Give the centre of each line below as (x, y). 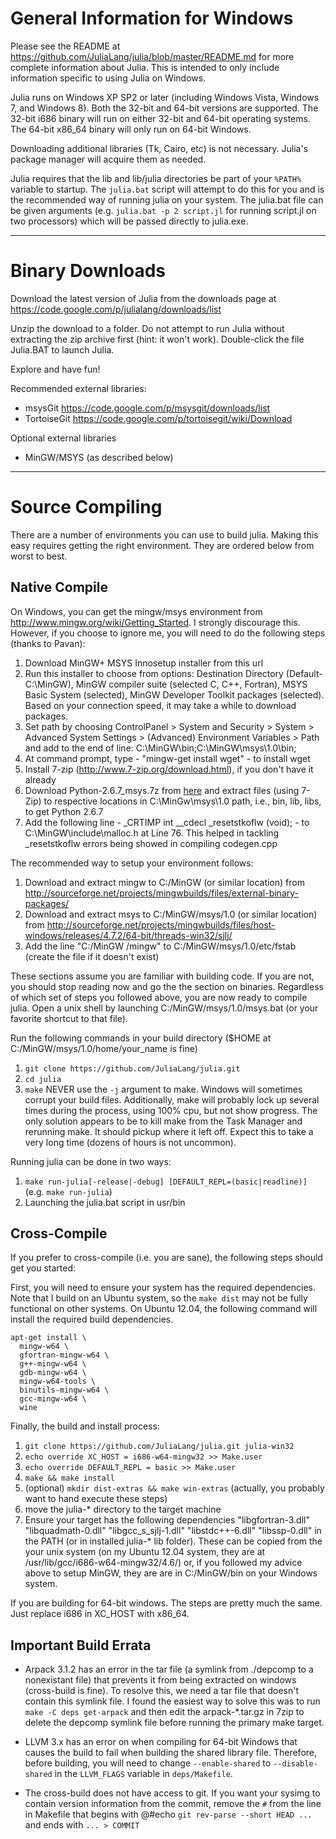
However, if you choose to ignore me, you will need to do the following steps (168, 633)
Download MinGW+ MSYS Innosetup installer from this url (144, 663)
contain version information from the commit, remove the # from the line (173, 1804)
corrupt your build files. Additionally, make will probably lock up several (172, 1099)
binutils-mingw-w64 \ (64, 1390)
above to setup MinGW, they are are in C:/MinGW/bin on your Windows (171, 1573)
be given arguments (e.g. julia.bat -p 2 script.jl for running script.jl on (163, 210)
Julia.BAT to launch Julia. (62, 349)
